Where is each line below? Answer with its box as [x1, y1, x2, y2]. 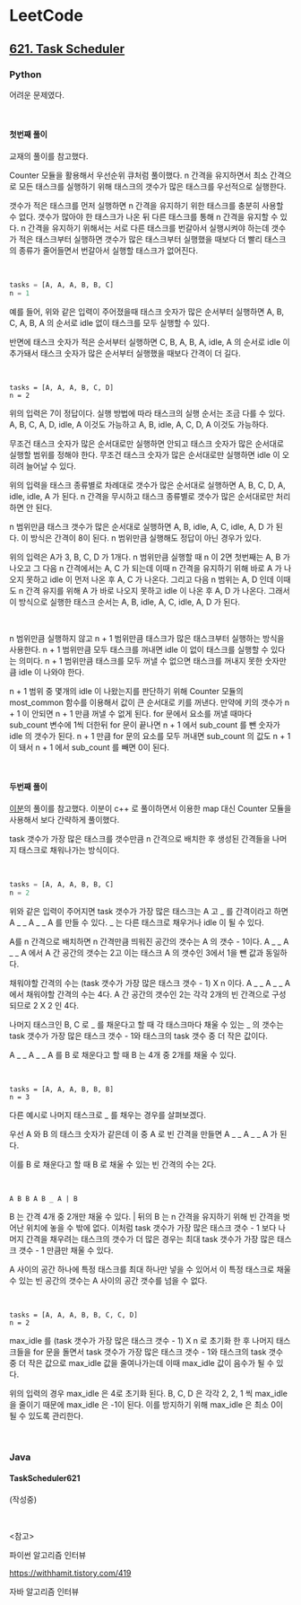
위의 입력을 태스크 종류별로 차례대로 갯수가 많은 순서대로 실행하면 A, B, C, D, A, [9, 480, 287, 490]
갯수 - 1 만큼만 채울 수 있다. [18, 1245, 114, 1256]
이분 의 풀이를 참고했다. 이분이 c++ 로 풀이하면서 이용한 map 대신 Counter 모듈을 [9, 803, 292, 814]
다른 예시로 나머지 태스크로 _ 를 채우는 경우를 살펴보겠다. [9, 1109, 207, 1120]
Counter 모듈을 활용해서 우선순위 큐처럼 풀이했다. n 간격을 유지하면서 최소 [9, 170, 269, 181]
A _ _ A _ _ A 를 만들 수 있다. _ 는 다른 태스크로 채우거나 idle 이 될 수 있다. [9, 917, 264, 928]
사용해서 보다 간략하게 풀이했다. [9, 815, 120, 825]
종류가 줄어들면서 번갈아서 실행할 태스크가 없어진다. [18, 245, 199, 256]
